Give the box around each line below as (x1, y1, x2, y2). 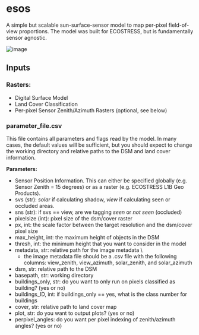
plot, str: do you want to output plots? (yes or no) (14, 309, 135, 317)
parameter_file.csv (6, 121, 62, 129)
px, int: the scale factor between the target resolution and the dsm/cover (14, 221, 192, 228)
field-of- (168, 21, 189, 29)
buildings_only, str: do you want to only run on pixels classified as (14, 278, 175, 285)
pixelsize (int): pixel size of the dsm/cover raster (14, 214, 132, 222)
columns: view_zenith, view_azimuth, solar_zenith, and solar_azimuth (23, 259, 192, 266)
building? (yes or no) (14, 284, 65, 291)
